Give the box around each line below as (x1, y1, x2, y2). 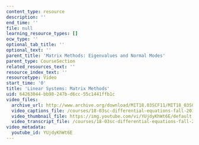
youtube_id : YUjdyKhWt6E (11, 130, 73, 136)
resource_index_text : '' (6, 69, 68, 75)
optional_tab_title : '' (6, 42, 65, 48)
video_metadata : (6, 124, 46, 130)
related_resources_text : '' (6, 63, 76, 70)
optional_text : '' (6, 47, 52, 53)
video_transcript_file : (11, 119, 70, 125)
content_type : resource (6, 8, 65, 15)
